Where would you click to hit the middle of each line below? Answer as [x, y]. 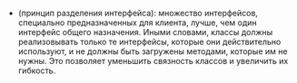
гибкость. [37, 70]
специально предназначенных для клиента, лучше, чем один [137, 23]
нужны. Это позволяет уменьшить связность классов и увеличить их [153, 61]
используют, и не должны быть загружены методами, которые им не [153, 51]
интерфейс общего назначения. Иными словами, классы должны [145, 32]
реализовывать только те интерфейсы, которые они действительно [149, 41]
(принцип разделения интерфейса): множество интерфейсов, [138, 13]
